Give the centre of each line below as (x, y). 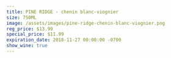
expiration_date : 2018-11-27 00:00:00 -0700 (64, 40)
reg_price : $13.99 (30, 29)
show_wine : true (27, 46)
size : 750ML (21, 18)
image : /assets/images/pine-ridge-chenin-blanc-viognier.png (86, 23)
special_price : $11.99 (35, 34)
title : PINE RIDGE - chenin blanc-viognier (63, 12)
